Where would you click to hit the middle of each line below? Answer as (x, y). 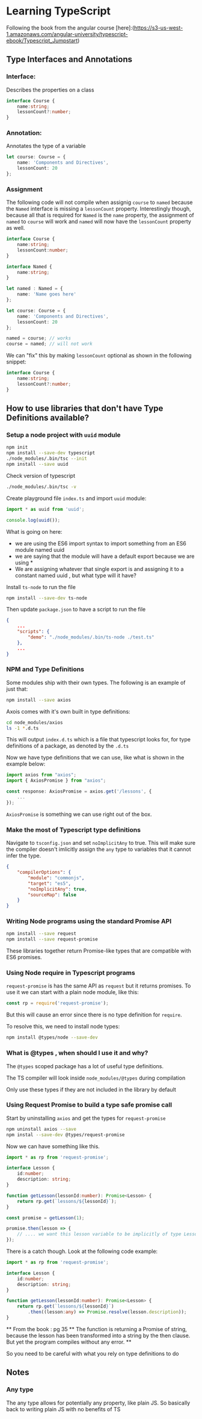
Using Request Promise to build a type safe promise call (89, 1105)
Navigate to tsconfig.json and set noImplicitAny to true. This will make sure (101, 843)
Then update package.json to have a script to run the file (76, 610)
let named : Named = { (35, 289)
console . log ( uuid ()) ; (33, 520)
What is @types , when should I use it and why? (77, 1053)
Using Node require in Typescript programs (71, 973)
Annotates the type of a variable (46, 146)
